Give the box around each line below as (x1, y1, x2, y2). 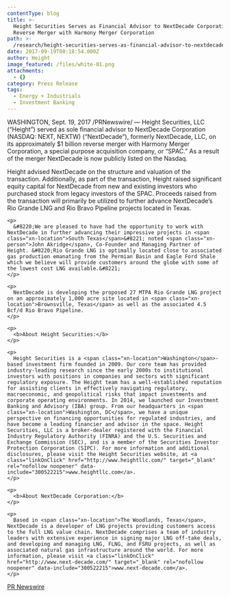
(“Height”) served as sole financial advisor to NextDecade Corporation (7, 125, 206, 134)
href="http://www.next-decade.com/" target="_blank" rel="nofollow (7, 559, 204, 566)
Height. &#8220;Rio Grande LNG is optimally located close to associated (7, 247, 222, 254)
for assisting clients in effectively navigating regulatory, (7, 385, 188, 392)
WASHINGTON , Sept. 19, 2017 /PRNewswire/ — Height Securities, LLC (7, 118, 205, 126)
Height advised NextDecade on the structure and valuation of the (7, 167, 192, 175)
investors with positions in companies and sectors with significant (7, 372, 210, 380)
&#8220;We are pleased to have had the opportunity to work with (13, 223, 204, 230)
